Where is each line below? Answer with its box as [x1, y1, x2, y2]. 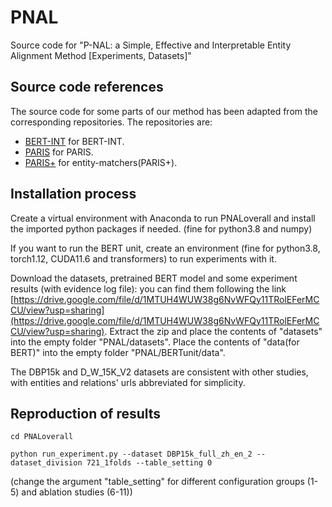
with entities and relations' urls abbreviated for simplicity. [10, 376, 246, 388]
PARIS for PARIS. [24, 146, 94, 158]
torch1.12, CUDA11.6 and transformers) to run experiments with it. [10, 252, 277, 265]
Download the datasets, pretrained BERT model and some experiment [10, 272, 298, 284]
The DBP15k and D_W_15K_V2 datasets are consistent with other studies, [10, 366, 309, 378]
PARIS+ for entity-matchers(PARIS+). [24, 156, 178, 168]
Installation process [10, 186, 137, 203]
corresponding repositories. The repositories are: [10, 116, 213, 128]
